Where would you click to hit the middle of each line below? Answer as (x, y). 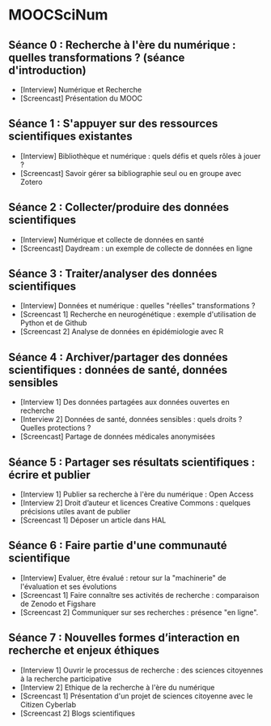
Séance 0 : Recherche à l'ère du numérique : (122, 45)
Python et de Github (53, 323)
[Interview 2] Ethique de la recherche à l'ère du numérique (117, 687)
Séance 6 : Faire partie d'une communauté (118, 546)
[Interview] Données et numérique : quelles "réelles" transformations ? (138, 306)
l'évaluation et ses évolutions (68, 586)
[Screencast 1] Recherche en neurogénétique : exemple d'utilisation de (138, 315)
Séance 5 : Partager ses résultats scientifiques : (132, 462)
